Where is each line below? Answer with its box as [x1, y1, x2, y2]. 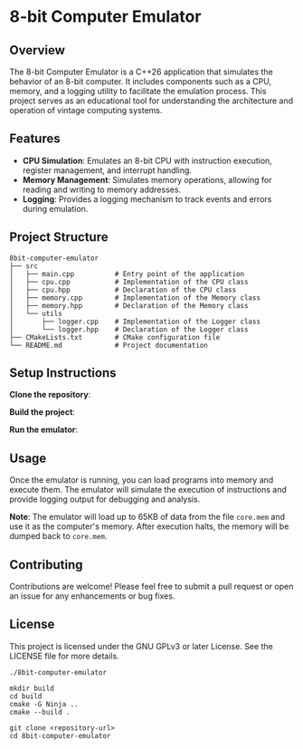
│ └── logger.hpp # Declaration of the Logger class [9, 324, 249, 334]
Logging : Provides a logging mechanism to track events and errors [22, 193, 272, 205]
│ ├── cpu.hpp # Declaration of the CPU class [9, 285, 237, 294]
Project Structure [9, 229, 109, 245]
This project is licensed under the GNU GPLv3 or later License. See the [9, 640, 273, 651]
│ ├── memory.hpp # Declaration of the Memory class [9, 301, 249, 310]
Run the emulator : [9, 424, 79, 436]
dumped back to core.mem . [9, 531, 108, 542]
